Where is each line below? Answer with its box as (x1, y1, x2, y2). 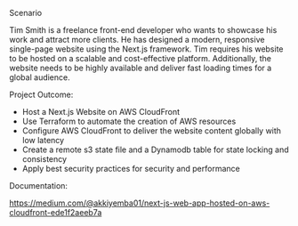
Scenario (9, 8, 43, 18)
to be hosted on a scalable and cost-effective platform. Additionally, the (9, 53, 272, 63)
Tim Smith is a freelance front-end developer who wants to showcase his (9, 25, 278, 35)
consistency (21, 154, 68, 164)
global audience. (9, 72, 70, 83)
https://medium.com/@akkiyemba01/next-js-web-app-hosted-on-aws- (9, 198, 270, 208)
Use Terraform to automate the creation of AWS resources (21, 116, 237, 126)
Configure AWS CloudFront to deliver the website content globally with (21, 125, 282, 136)
